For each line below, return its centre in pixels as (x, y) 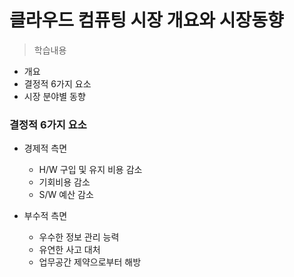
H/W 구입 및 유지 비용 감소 (90, 170)
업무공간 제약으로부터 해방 (90, 262)
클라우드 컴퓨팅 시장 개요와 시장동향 (146, 20)
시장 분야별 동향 (54, 96)
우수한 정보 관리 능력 (79, 237)
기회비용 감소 (64, 182)
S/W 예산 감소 (66, 195)
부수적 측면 (45, 216)
